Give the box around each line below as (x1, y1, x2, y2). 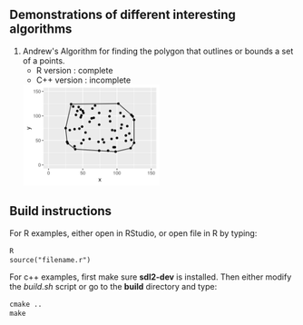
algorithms (9, 22, 73, 37)
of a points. (22, 54, 65, 66)
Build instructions (9, 203, 112, 219)
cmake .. (9, 300, 43, 309)
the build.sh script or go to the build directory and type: (9, 281, 218, 291)
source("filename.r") (9, 255, 92, 264)
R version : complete (35, 64, 113, 75)
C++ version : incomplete (35, 74, 132, 85)
